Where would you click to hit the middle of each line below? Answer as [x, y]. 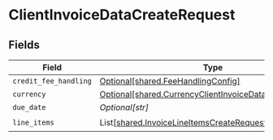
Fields [24, 45]
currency [29, 94]
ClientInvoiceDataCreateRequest [122, 15]
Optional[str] [124, 107]
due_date [29, 107]
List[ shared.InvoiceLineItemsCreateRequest [183, 122]
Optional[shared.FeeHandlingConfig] [170, 81]
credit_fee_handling [52, 81]
